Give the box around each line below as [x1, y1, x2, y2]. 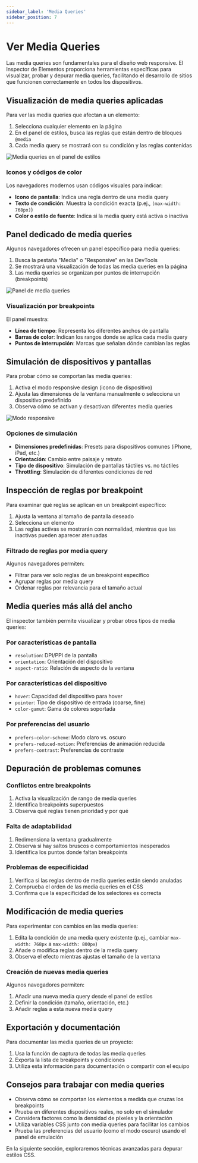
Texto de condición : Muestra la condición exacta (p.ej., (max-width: [14, 200, 182, 207]
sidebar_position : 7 [6, 14, 58, 20]
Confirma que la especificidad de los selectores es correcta [14, 889, 162, 896]
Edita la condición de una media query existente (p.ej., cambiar [14, 934, 169, 941]
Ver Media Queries [6, 40, 100, 53]
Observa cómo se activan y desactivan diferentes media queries [14, 403, 173, 410]
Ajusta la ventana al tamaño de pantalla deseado [14, 512, 134, 520]
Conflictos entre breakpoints [6, 781, 91, 789]
